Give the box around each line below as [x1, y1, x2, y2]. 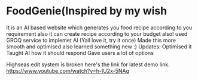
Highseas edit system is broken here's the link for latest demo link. [6, 61, 170, 68]
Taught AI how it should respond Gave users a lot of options [6, 49, 154, 56]
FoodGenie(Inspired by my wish [6, 4, 167, 18]
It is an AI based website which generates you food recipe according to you [6, 24, 193, 31]
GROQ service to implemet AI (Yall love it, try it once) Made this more [6, 36, 176, 44]
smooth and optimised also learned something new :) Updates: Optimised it [6, 43, 192, 50]
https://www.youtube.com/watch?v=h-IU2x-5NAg [6, 67, 130, 74]
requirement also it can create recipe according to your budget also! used [6, 30, 188, 37]
